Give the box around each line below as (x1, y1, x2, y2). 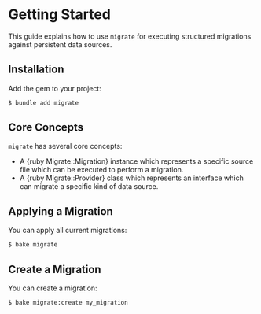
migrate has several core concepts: (8, 142, 123, 151)
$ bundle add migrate (8, 98, 79, 107)
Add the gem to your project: (8, 83, 102, 93)
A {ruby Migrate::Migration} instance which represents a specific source (19, 157, 254, 166)
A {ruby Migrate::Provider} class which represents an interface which (19, 173, 244, 183)
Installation (8, 63, 64, 76)
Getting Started (8, 6, 112, 24)
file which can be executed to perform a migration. (19, 165, 184, 175)
